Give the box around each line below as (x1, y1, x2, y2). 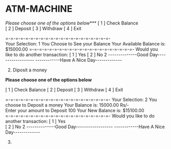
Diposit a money (12, 67, 47, 73)
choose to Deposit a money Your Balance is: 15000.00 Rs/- (5, 102, 129, 108)
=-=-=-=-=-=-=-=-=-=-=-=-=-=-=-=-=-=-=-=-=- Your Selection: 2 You (5, 96, 157, 103)
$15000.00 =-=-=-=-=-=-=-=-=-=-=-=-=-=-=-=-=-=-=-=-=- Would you (5, 46, 158, 52)
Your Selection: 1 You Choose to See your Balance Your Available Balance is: (5, 40, 166, 46)
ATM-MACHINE (5, 3, 72, 15)
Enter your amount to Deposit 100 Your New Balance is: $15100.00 (5, 107, 144, 113)
